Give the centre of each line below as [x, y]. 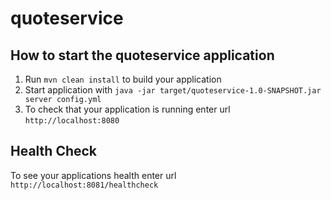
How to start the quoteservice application [142, 55]
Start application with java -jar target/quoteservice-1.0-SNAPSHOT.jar [173, 90]
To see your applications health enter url [93, 175]
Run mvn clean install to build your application [123, 79]
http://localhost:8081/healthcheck [84, 185]
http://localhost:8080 [72, 121]
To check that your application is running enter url [127, 109]
